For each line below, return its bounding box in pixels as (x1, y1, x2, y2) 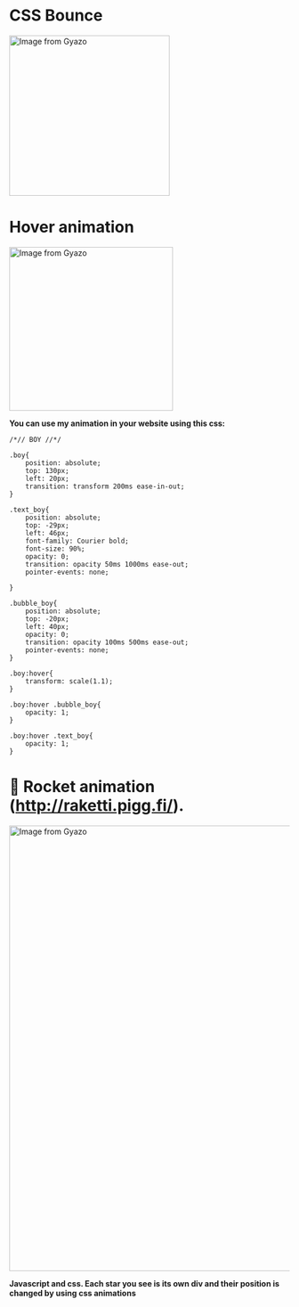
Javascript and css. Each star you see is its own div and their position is (9, 1278, 280, 1288)
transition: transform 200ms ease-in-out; (25, 482, 185, 491)
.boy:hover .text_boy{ (9, 731, 93, 740)
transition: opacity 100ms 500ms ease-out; (25, 638, 190, 647)
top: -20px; (25, 614, 69, 624)
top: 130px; (25, 466, 69, 475)
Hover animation (9, 217, 135, 237)
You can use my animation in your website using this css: (9, 418, 225, 429)
